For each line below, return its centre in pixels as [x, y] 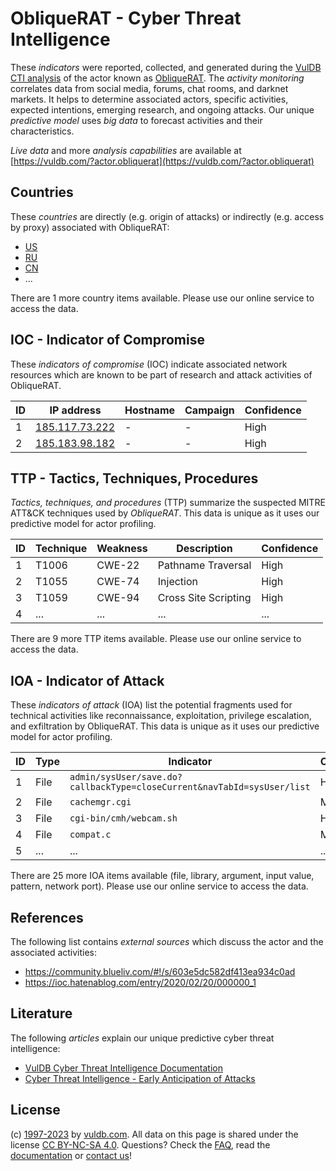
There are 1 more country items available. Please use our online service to [162, 298]
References [47, 917]
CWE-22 [118, 565]
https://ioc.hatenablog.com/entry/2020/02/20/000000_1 [140, 982]
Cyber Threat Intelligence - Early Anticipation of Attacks [140, 1078]
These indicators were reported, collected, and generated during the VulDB [166, 67]
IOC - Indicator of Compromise [107, 340]
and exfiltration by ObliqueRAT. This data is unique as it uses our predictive [165, 726]
